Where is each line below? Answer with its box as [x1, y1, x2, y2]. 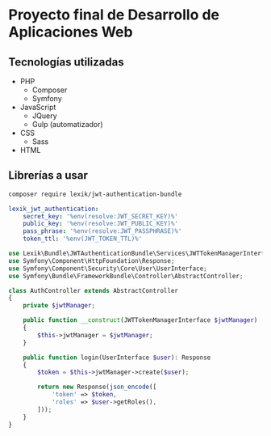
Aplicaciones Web [8, 23, 133, 41]
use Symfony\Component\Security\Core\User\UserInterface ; [8, 265, 207, 273]
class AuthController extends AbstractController [8, 286, 179, 294]
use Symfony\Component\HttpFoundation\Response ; [8, 256, 175, 265]
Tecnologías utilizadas [8, 55, 124, 69]
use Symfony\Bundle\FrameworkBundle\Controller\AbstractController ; [8, 272, 244, 280]
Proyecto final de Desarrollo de [8, 6, 220, 24]
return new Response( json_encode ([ [37, 383, 157, 392]
